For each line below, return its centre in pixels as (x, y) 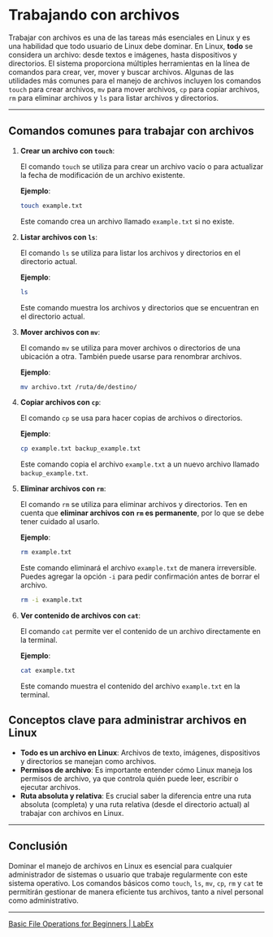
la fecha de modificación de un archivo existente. (102, 175)
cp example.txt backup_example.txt (80, 449)
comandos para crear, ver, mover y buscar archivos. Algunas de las (121, 72)
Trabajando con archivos (94, 15)
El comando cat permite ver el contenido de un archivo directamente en (141, 631)
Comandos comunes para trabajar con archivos (131, 131)
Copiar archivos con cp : (61, 402)
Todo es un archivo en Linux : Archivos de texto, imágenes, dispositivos (140, 753)
